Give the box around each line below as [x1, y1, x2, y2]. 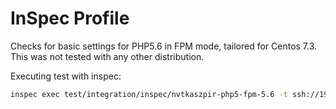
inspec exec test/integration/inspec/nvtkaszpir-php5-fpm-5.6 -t [10, 89, 288, 99]
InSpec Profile [10, 7, 130, 30]
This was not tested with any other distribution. [10, 50, 205, 62]
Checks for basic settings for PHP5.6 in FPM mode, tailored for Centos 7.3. [10, 40, 318, 52]
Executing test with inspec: [10, 70, 122, 82]
